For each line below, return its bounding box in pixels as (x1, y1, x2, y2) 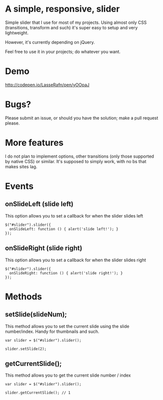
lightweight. (5, 30, 29, 36)
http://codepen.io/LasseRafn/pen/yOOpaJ (5, 82, 90, 88)
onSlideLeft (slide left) (5, 200, 74, 208)
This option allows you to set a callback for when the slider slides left (5, 213, 144, 218)
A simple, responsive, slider (5, 3, 120, 15)
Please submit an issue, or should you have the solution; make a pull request (5, 115, 159, 121)
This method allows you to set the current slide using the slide (5, 323, 130, 329)
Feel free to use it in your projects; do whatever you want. (5, 49, 121, 55)
